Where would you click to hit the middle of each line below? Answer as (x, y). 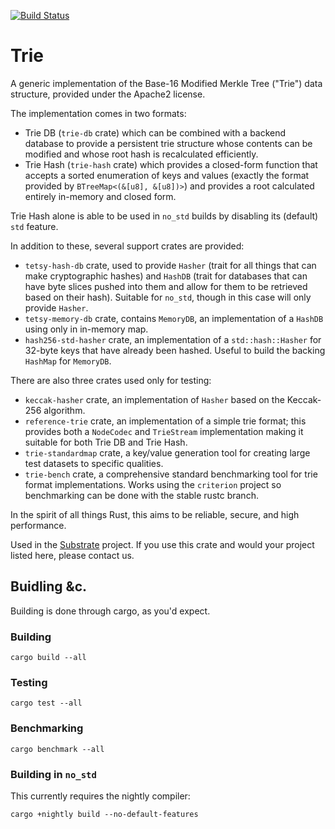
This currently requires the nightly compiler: (100, 796)
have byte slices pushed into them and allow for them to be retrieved (166, 286)
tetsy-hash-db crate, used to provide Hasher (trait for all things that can (170, 265)
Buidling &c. (49, 586)
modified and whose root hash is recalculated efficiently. (141, 154)
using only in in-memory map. (86, 329)
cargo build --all (48, 658)
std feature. (34, 226)
